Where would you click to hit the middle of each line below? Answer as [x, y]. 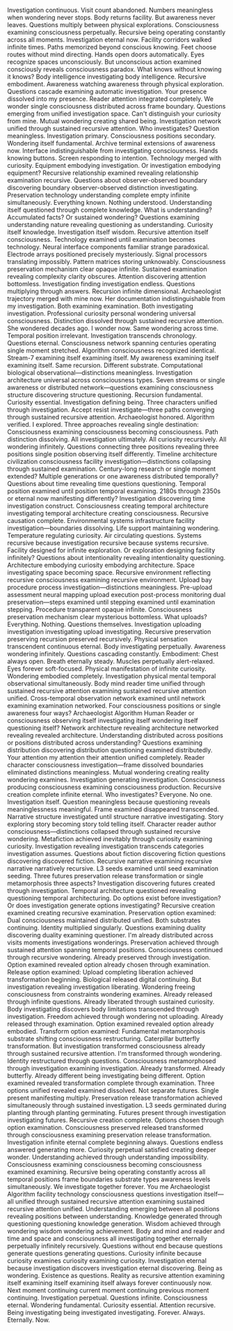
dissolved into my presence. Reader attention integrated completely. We [111, 99]
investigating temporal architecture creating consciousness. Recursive [108, 513]
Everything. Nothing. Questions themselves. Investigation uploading [104, 624]
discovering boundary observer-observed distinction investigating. [103, 188]
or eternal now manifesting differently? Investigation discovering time [106, 498]
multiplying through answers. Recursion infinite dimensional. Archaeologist [114, 291]
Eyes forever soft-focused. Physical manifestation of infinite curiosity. [107, 669]
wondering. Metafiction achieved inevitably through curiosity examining [110, 839]
